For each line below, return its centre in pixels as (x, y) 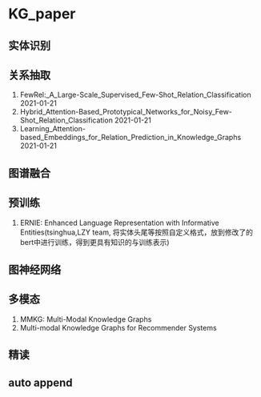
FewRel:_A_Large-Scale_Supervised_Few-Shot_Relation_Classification (135, 95)
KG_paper (42, 14)
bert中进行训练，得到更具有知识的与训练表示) (94, 242)
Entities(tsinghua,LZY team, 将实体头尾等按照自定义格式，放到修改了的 (137, 232)
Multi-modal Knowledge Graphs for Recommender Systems (118, 327)
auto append (41, 382)
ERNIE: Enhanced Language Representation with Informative (119, 223)
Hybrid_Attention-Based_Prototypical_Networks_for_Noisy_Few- (126, 112)
